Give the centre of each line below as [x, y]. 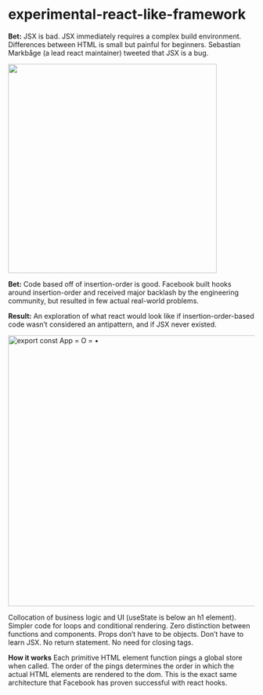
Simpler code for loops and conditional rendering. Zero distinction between [129, 625]
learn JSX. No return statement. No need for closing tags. [101, 642]
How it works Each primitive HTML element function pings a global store [125, 657]
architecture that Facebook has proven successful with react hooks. [118, 682]
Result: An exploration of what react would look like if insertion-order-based [131, 316]
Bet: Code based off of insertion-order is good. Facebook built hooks [120, 283]
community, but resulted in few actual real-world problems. [104, 301]
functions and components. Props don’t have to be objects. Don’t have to [126, 634]
